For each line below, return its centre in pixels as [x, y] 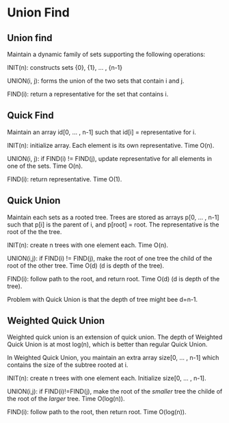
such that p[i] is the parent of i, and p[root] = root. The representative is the [113, 225]
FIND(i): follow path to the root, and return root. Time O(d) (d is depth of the [113, 279]
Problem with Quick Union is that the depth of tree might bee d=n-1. [103, 299]
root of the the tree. [35, 231]
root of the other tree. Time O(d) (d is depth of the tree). [86, 266]
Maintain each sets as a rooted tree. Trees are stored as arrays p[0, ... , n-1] [113, 217]
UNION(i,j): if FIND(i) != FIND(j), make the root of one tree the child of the [110, 258]
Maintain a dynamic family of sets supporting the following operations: [106, 54]
